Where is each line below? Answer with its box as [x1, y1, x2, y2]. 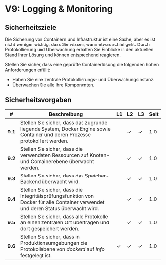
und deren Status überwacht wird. [20, 205, 99, 212]
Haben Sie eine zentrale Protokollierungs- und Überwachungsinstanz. [12, 77, 155, 82]
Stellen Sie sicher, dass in [20, 233, 80, 240]
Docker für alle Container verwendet [20, 199, 105, 206]
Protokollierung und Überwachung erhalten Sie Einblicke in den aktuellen [5, 47, 154, 52]
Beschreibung [49, 110, 83, 117]
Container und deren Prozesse [20, 131, 91, 138]
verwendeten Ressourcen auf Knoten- [20, 152, 110, 159]
